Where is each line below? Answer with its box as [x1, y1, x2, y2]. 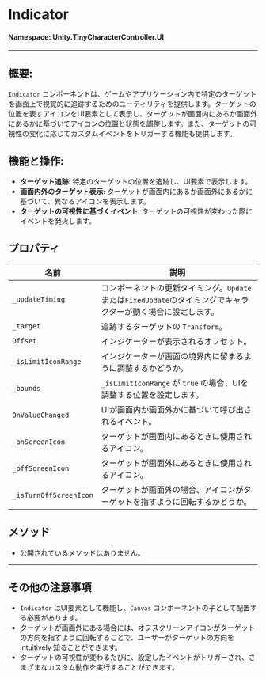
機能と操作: [8, 154, 65, 168]
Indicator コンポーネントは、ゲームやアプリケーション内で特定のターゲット [8, 89, 257, 99]
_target [12, 321, 41, 330]
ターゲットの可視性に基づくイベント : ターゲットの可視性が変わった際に [19, 207, 253, 216]
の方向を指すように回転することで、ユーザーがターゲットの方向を [19, 633, 235, 643]
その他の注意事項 [8, 581, 92, 594]
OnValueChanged [12, 410, 70, 419]
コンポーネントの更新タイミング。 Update [101, 283, 252, 294]
